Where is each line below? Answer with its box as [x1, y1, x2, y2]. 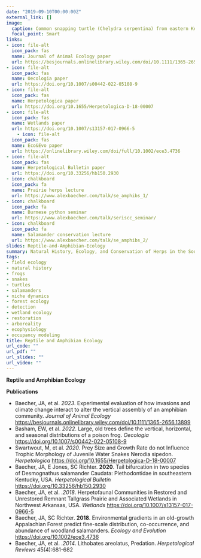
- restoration [6, 315, 42, 321]
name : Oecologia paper [11, 76, 68, 82]
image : [6, 20, 23, 26]
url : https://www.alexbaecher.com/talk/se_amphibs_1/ [11, 192, 148, 198]
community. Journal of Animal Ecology [14, 412, 111, 420]
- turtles [6, 282, 31, 288]
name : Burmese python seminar [11, 209, 87, 216]
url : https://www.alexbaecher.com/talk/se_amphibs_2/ [11, 237, 148, 243]
